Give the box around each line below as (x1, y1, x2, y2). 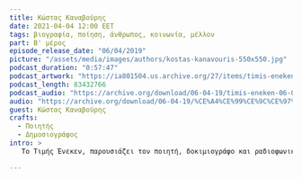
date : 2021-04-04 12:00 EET (9, 22, 115, 31)
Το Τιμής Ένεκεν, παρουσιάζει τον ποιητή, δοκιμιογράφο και (21, 147, 252, 156)
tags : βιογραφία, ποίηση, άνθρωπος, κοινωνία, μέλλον (9, 30, 216, 39)
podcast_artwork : (9, 72, 75, 81)
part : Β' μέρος (9, 38, 67, 48)
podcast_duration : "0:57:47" (9, 64, 119, 73)
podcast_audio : (9, 88, 67, 97)
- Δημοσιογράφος (17, 130, 78, 139)
